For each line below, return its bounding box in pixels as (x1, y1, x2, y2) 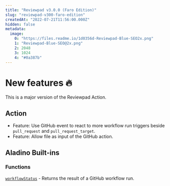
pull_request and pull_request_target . (12, 128, 96, 134)
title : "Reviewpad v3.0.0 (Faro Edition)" (5, 7, 97, 13)
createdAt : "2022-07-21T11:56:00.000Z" (5, 17, 90, 22)
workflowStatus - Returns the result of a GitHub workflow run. (5, 175, 135, 181)
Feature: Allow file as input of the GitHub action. (12, 133, 114, 139)
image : (10, 31, 24, 36)
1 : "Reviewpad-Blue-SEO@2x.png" (14, 41, 83, 46)
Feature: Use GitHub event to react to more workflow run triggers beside (12, 123, 165, 129)
